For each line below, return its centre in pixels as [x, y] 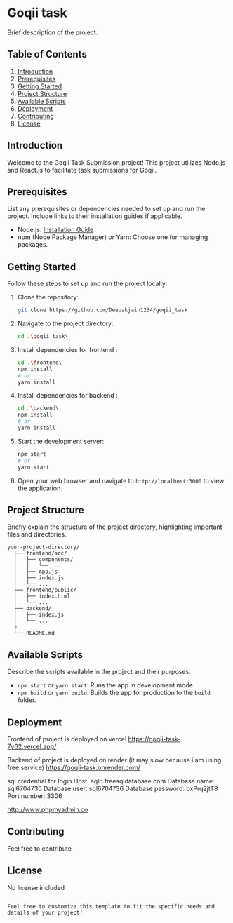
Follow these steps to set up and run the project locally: [87, 284]
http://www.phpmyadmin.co [48, 809]
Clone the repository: [48, 297]
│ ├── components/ [44, 560]
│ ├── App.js [36, 572]
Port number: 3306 [35, 796]
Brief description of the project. [53, 32]
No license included [36, 887]
